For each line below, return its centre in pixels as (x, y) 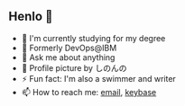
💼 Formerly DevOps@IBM (69, 48)
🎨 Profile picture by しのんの (74, 67)
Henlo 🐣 (31, 17)
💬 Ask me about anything (68, 57)
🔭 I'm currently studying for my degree (93, 38)
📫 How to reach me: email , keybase (89, 92)
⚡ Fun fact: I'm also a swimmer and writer (99, 78)
